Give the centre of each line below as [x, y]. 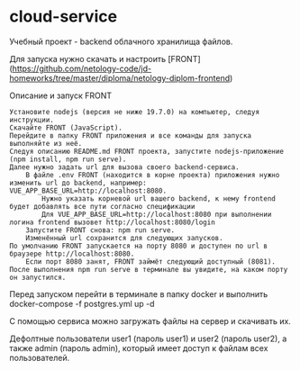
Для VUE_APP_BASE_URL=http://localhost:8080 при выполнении [157, 214]
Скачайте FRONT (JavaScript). [66, 128]
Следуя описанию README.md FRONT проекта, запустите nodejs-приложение [146, 151]
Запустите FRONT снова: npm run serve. [100, 230]
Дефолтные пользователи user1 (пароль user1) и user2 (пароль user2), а [148, 338]
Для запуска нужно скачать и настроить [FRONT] [105, 59]
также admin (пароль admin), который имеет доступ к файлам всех [139, 347]
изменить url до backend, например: [78, 183]
